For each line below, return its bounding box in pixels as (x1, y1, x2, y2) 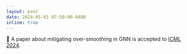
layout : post (6, 8, 39, 15)
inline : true (6, 19, 39, 25)
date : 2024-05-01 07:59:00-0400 (6, 14, 86, 20)
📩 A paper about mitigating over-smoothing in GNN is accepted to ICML (6, 36, 182, 43)
